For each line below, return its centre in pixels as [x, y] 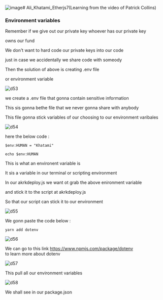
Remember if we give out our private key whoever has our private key [76, 31]
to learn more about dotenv [33, 254]
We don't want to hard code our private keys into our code [65, 50]
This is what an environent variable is [43, 164]
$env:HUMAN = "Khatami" [30, 146]
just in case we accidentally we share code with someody [64, 60]
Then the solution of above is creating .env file [52, 70]
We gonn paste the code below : [38, 221]
